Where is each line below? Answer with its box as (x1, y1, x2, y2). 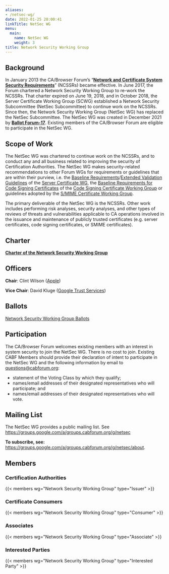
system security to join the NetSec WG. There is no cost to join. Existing (5, 349, 155, 355)
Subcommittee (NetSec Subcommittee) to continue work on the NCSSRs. (5, 104, 157, 110)
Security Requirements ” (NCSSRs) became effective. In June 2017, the (5, 82, 154, 88)
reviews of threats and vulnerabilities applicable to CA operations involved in (5, 211, 164, 217)
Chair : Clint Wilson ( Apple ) (5, 278, 61, 284)
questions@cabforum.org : (5, 365, 60, 371)
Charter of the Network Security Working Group (5, 250, 108, 256)
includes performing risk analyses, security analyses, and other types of (5, 206, 155, 212)
